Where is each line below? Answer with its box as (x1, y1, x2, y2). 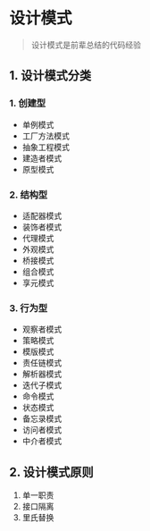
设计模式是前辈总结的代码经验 (30, 39, 141, 50)
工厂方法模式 (21, 131, 70, 141)
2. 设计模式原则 (9, 464, 94, 479)
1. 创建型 (9, 97, 46, 110)
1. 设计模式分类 (9, 68, 92, 83)
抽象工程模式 (21, 141, 70, 152)
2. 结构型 (9, 189, 48, 201)
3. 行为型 (9, 301, 48, 314)
